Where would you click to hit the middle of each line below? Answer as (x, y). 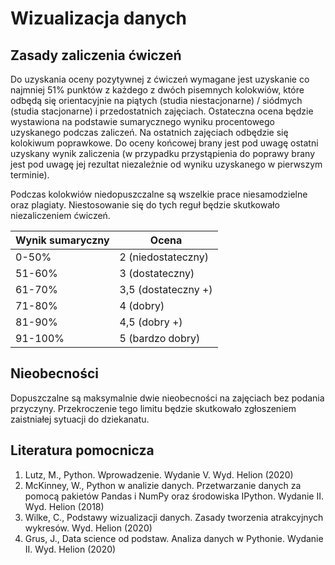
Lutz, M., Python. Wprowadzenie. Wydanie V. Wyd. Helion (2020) (159, 474)
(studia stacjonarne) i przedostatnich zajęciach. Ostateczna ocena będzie (162, 111)
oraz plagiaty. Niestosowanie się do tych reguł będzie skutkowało (145, 205)
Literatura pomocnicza (82, 450)
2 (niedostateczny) (164, 257)
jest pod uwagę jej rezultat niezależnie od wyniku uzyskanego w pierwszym (166, 164)
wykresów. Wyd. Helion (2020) (88, 528)
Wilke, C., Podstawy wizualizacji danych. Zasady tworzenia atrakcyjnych (174, 517)
